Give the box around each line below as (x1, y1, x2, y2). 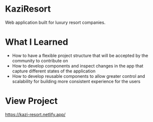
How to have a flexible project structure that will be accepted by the (12, 52, 149, 58)
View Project (5, 96, 58, 106)
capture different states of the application (12, 68, 96, 74)
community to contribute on (12, 57, 68, 64)
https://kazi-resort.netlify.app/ (5, 111, 66, 117)
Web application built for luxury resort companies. (5, 19, 106, 25)
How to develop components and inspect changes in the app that (12, 63, 144, 69)
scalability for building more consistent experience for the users (12, 78, 141, 84)
